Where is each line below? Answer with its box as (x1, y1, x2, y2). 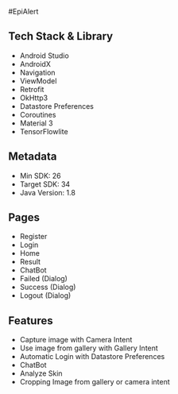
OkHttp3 (19, 93, 48, 102)
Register (19, 232, 48, 241)
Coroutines (19, 110, 56, 119)
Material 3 (19, 118, 53, 128)
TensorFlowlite (19, 126, 69, 136)
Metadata (8, 150, 57, 164)
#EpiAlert (8, 7, 39, 16)
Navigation (19, 68, 56, 77)
